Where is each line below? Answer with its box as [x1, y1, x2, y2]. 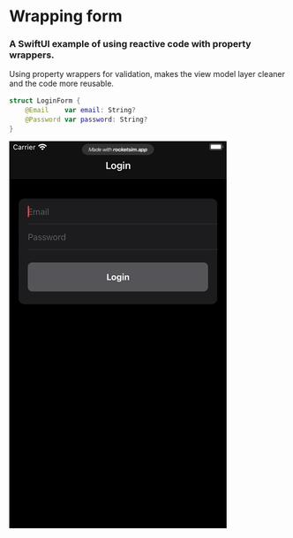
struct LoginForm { [9, 96, 81, 105]
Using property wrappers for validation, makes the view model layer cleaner [9, 69, 285, 80]
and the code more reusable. [9, 78, 115, 89]
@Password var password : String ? [25, 115, 148, 125]
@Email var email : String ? [25, 106, 137, 115]
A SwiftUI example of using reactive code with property [9, 38, 252, 50]
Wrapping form [9, 6, 123, 27]
